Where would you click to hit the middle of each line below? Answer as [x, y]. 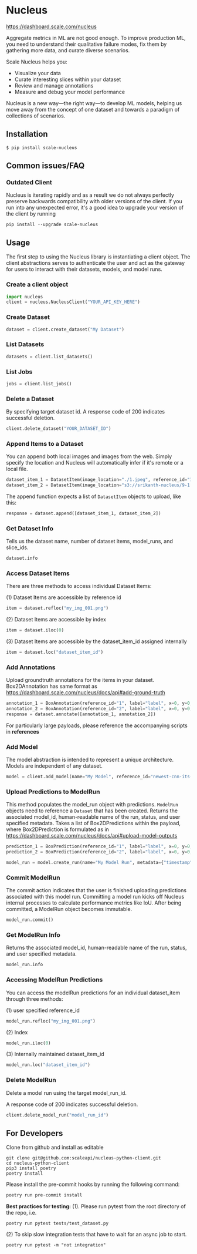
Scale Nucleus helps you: [37, 62]
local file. [17, 469]
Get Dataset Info [30, 528]
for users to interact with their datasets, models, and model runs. [84, 269]
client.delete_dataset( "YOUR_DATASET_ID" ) [59, 429]
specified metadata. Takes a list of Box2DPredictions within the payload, [93, 823]
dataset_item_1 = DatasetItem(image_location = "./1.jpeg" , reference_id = [97, 480]
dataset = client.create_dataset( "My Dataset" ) [65, 330]
